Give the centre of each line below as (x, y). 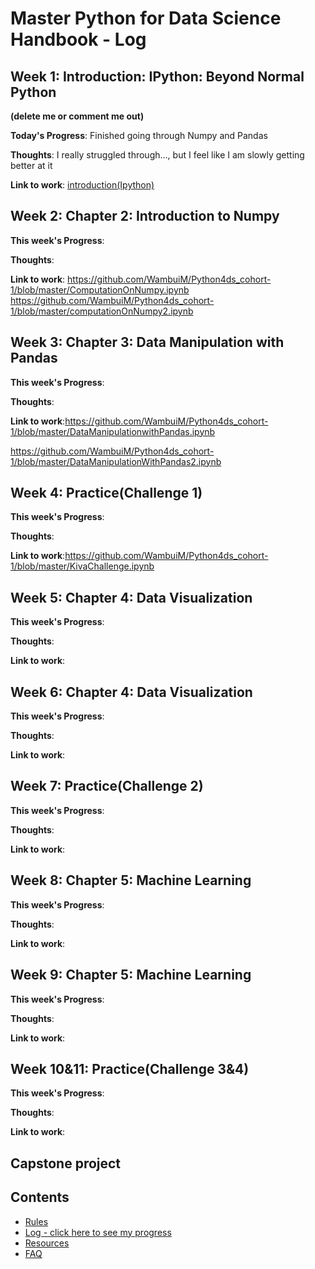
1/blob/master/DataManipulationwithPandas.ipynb (113, 431)
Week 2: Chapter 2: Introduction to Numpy (145, 216)
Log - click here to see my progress (98, 1232)
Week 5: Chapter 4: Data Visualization (131, 597)
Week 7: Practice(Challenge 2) (107, 786)
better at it (31, 165)
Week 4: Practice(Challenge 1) (106, 493)
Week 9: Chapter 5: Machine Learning (131, 975)
